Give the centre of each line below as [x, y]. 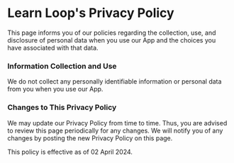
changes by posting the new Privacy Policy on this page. [90, 138]
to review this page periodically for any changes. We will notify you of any [115, 130]
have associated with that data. [53, 47]
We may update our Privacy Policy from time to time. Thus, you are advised [117, 123]
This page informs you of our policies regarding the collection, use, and [112, 33]
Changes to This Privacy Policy [62, 108]
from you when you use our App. [55, 89]
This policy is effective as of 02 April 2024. [70, 152]
